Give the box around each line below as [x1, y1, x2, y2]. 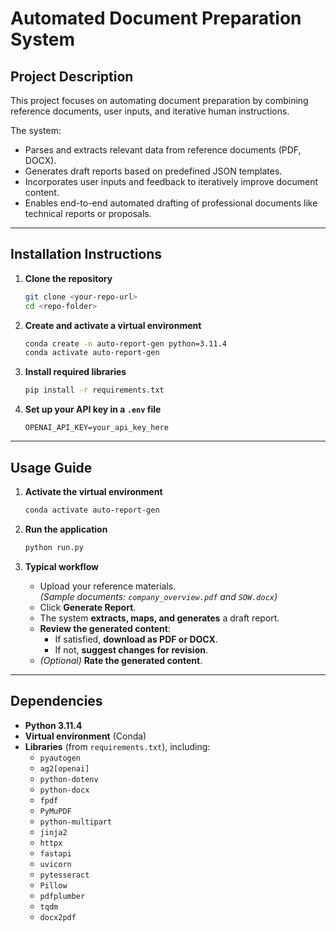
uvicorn [39, 859, 72, 869]
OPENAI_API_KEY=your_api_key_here [24, 423, 169, 433]
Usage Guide [10, 459, 93, 476]
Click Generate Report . [39, 601, 137, 613]
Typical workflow [24, 560, 99, 572]
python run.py [24, 542, 84, 552]
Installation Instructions [10, 246, 163, 263]
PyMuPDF [39, 806, 72, 816]
